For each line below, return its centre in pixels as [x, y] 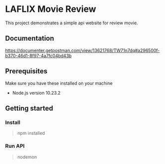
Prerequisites [26, 71]
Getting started [29, 108]
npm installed [31, 133]
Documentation [30, 38]
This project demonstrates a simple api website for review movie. [72, 23]
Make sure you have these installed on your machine [59, 83]
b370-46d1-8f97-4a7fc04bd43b [38, 55]
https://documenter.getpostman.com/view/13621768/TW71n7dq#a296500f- [82, 50]
